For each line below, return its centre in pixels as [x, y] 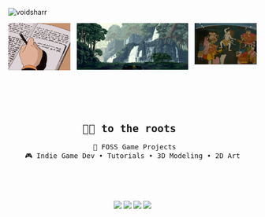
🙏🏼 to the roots [129, 129]
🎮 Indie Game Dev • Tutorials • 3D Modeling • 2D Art [132, 156]
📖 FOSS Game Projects [134, 147]
